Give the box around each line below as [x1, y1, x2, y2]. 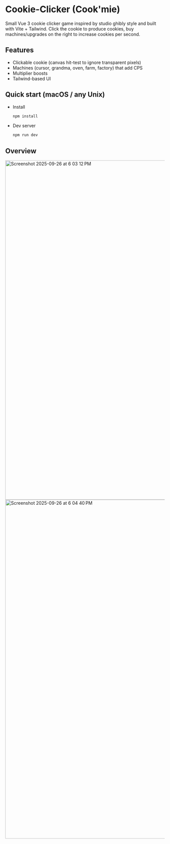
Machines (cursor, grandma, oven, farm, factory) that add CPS [12, 64, 143, 71]
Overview [5, 146, 37, 155]
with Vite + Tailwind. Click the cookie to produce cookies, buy [5, 25, 134, 31]
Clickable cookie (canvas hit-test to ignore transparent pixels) [12, 59, 142, 66]
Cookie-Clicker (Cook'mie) [5, 4, 120, 15]
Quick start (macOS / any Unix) [5, 90, 105, 99]
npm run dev [12, 133, 38, 138]
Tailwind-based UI [12, 75, 51, 82]
